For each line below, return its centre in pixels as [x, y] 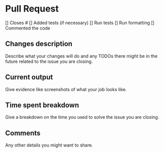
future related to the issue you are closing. [49, 61]
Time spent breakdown [42, 105]
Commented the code [28, 28]
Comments [23, 133]
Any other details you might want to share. [49, 145]
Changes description [39, 44]
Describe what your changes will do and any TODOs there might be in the [81, 56]
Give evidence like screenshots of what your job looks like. [66, 89]
